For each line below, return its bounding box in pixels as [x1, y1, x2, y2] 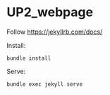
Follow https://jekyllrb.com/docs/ [6, 27, 103, 36]
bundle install [6, 54, 51, 62]
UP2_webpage [6, 4, 93, 20]
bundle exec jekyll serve [6, 80, 82, 88]
